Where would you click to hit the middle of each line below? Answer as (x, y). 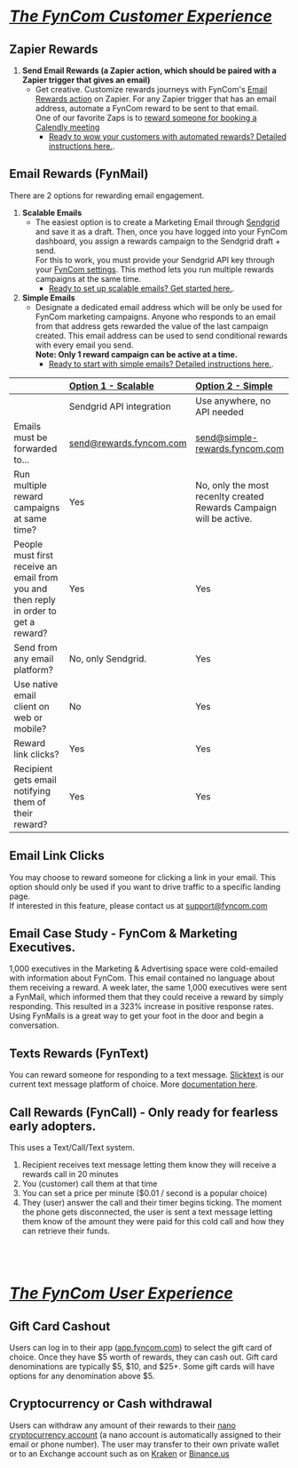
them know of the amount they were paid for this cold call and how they (153, 1222)
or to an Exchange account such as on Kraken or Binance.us (119, 1453)
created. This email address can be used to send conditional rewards (161, 335)
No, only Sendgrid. (108, 658)
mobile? (30, 728)
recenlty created (229, 496)
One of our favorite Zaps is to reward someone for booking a (146, 118)
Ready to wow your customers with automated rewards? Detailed (167, 136)
